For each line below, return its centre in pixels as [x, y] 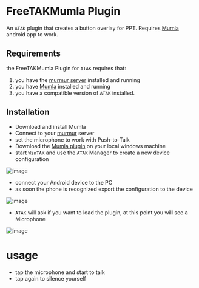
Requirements [33, 54]
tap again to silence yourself [50, 278]
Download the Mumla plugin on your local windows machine [90, 146]
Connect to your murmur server [55, 133]
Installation [28, 112]
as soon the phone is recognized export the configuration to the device [104, 189]
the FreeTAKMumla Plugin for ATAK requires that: [66, 68]
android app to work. [32, 34]
